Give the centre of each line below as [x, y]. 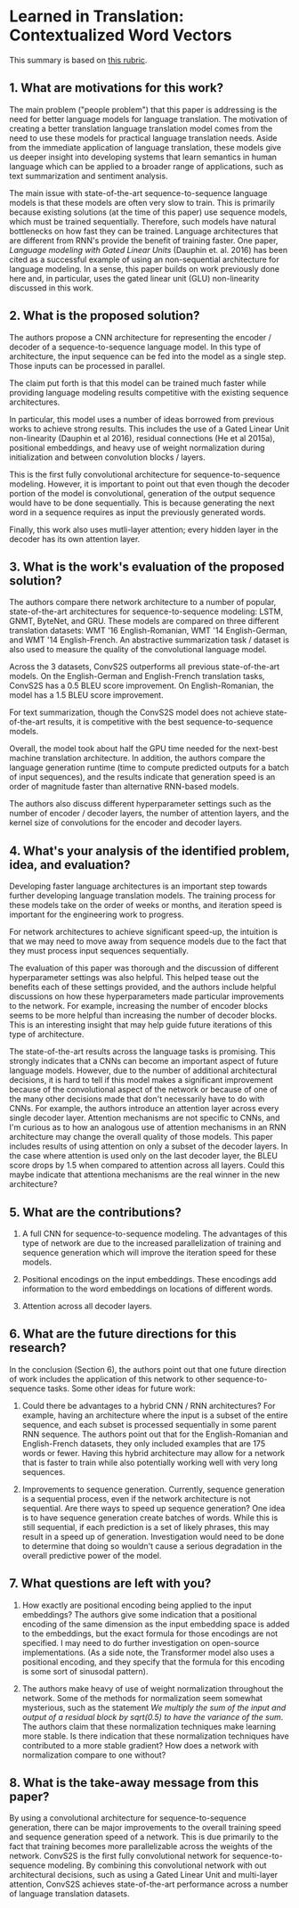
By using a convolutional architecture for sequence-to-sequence [128, 1818]
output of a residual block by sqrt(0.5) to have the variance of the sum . [153, 1716]
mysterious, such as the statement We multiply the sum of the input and [154, 1707]
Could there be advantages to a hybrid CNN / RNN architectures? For [149, 1405]
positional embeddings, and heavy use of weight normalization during [137, 447]
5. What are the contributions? [96, 1212]
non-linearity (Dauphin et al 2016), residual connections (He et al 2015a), [142, 438]
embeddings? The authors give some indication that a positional [139, 1614]
